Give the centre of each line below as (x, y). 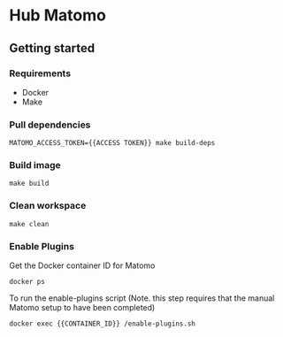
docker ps (27, 282)
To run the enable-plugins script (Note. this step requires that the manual (142, 298)
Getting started (52, 48)
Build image (35, 165)
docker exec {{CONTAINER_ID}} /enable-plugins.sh (103, 324)
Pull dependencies (50, 125)
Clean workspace (48, 206)
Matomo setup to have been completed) (82, 308)
